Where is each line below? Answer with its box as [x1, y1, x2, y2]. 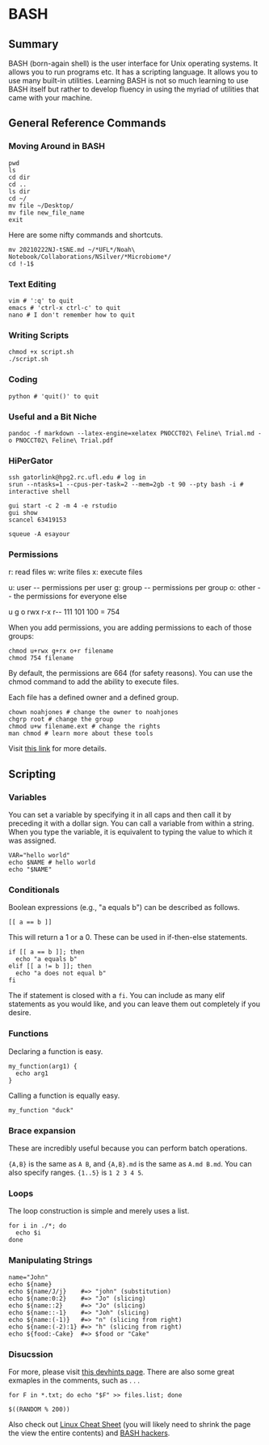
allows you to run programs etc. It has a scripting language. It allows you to [8, 67, 258, 77]
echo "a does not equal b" [15, 969, 107, 978]
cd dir [8, 173, 31, 181]
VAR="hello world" [8, 852, 70, 860]
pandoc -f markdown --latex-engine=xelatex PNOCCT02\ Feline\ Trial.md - [8, 429, 263, 437]
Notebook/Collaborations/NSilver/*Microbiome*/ [8, 253, 172, 261]
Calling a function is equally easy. [8, 1090, 120, 1100]
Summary [8, 37, 59, 51]
